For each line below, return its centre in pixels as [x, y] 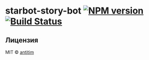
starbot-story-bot [43, 11]
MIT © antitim [20, 52]
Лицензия [22, 40]
